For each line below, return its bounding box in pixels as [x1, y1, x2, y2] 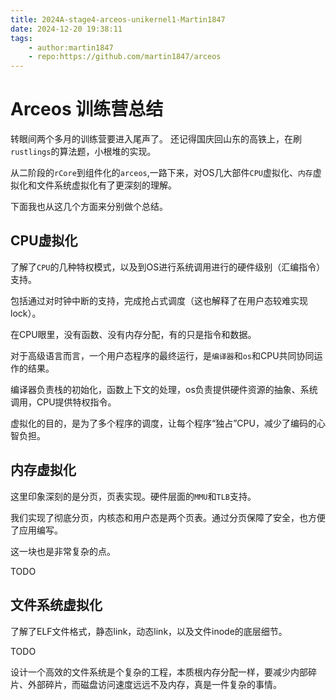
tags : [10, 33, 33, 43]
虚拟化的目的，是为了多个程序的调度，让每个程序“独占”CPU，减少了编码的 [10, 417, 317, 429]
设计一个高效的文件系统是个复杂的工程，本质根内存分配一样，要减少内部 [10, 666, 308, 678]
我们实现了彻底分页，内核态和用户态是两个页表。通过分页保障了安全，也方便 [10, 511, 326, 523]
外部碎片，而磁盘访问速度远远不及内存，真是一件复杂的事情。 [27, 678, 282, 690]
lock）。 [10, 307, 42, 319]
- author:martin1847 [28, 42, 114, 53]
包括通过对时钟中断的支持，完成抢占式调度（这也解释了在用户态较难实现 [10, 294, 308, 306]
